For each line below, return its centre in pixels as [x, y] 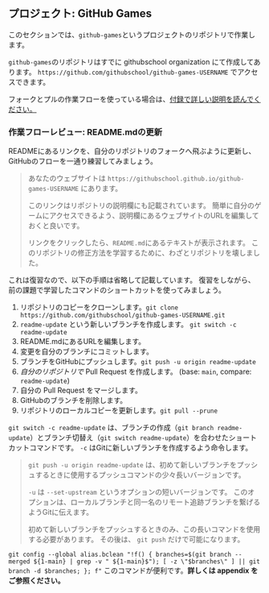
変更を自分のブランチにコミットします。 [87, 351]
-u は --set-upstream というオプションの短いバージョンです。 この [138, 492]
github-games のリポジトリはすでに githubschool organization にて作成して [131, 61]
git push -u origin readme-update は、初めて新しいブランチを [132, 465]
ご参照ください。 [37, 581]
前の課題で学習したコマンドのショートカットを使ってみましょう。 [117, 290]
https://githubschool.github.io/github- [176, 179]
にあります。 [101, 189]
